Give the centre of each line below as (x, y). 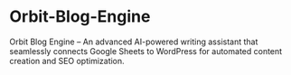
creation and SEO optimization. (67, 61)
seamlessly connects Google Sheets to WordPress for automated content (146, 51)
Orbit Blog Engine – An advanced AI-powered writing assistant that (134, 42)
